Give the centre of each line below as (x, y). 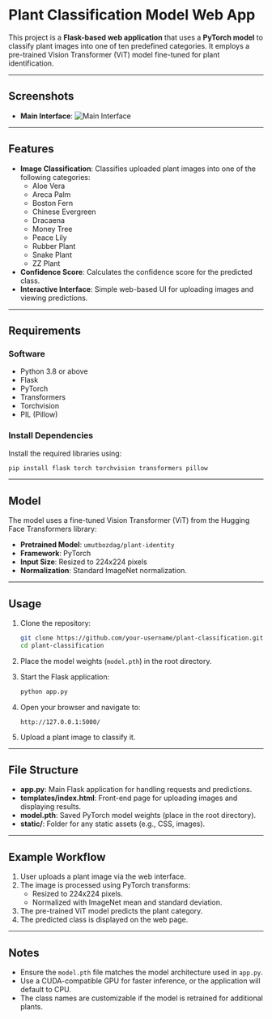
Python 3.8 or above (54, 371)
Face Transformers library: (53, 529)
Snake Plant (52, 255)
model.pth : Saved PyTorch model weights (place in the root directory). (138, 816)
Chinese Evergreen (64, 212)
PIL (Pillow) (39, 414)
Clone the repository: (55, 623)
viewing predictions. (54, 298)
